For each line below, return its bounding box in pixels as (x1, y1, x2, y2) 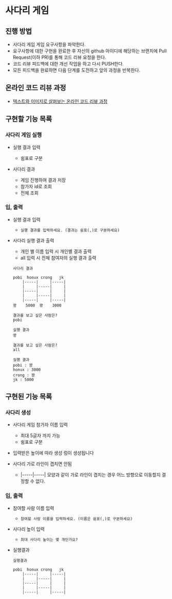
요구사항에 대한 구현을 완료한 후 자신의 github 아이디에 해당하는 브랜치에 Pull (12, 48, 167, 54)
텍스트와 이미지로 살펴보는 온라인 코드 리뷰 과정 (12, 98, 108, 104)
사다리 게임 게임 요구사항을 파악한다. (12, 42, 86, 47)
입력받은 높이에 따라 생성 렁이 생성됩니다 (12, 450, 94, 456)
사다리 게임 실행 (5, 132, 42, 139)
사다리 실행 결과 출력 (12, 237, 54, 243)
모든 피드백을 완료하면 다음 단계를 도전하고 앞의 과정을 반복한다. (12, 67, 140, 73)
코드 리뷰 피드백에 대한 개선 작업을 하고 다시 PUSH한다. (12, 61, 124, 67)
